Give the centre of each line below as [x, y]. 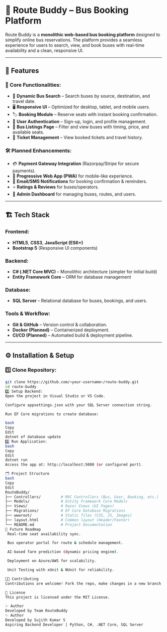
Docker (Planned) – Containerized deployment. [61, 330]
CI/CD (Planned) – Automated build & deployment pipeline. [73, 335]
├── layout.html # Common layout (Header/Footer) [68, 520]
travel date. [24, 101]
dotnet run [16, 460]
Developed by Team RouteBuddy [37, 611]
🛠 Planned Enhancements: [39, 151]
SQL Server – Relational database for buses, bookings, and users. [80, 301]
